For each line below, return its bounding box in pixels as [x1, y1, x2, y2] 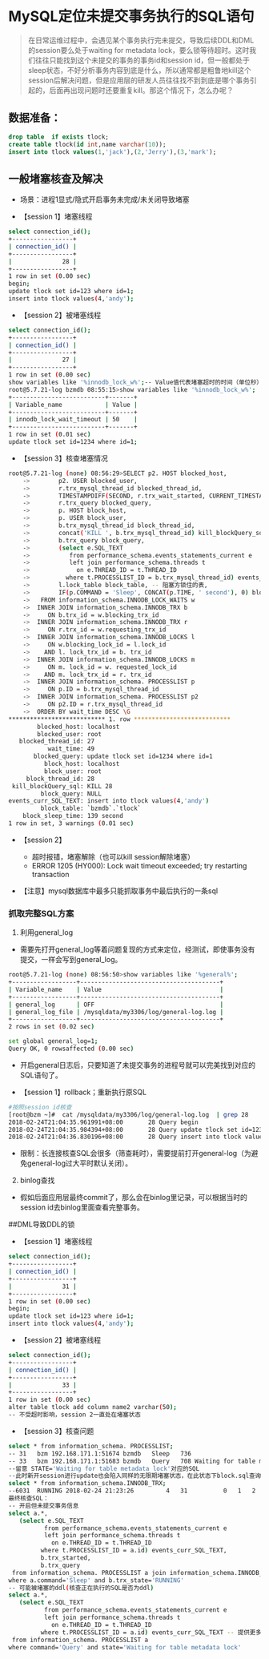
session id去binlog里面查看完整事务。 [19, 1202, 144, 1212]
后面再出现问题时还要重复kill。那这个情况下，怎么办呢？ [49, 85, 234, 95]
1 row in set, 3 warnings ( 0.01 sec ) [8, 819, 134, 827]
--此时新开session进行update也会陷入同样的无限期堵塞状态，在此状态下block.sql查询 [8, 1472, 262, 1480]
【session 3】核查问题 [19, 1426, 94, 1436]
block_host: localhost [43, 760, 120, 768]
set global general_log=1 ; [8, 1037, 98, 1045]
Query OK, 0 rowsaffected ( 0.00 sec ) [8, 1045, 134, 1053]
